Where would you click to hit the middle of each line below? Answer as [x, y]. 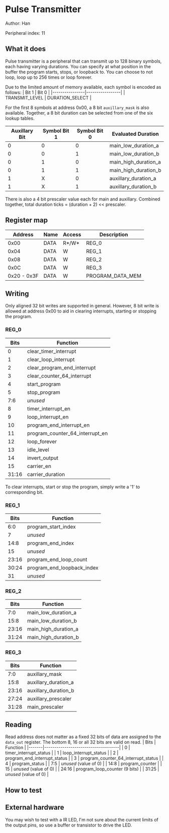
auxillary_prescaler [49, 699]
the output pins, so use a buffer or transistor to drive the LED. [69, 825]
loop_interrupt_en [48, 416]
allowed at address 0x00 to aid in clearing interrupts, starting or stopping [81, 311]
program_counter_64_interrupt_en [67, 433]
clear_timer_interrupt [52, 351]
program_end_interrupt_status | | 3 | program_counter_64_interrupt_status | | [84, 758]
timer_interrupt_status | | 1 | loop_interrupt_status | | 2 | [62, 753]
